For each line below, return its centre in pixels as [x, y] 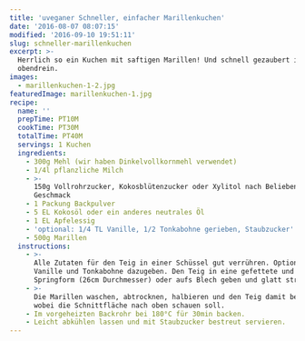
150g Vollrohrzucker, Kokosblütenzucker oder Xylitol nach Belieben [166, 187]
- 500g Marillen [57, 237]
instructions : [44, 246]
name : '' [34, 111]
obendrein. [38, 69]
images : [24, 77]
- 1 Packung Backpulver [71, 204]
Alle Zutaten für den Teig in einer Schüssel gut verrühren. [152, 263]
